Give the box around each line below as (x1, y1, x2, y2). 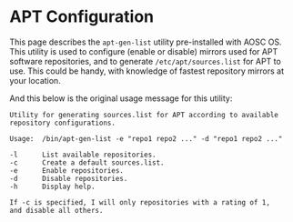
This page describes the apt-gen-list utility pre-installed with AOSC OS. (9, 36, 282, 47)
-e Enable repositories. (9, 166, 125, 175)
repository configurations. (9, 118, 116, 127)
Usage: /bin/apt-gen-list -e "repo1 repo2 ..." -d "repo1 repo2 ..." (9, 134, 283, 143)
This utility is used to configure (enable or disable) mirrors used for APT (9, 45, 278, 56)
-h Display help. (9, 182, 96, 191)
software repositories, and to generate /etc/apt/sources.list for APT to (9, 55, 282, 66)
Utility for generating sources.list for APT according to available (9, 110, 279, 119)
